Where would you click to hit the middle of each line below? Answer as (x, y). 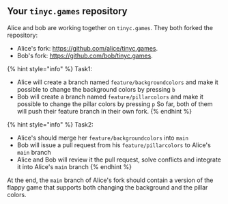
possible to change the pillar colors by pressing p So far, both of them (115, 104)
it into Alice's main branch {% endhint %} (74, 166)
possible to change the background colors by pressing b (96, 89)
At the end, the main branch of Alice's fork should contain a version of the (110, 180)
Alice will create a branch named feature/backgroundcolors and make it (117, 82)
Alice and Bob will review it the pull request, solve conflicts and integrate (119, 160)
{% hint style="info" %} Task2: (50, 124)
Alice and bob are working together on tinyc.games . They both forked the (110, 27)
